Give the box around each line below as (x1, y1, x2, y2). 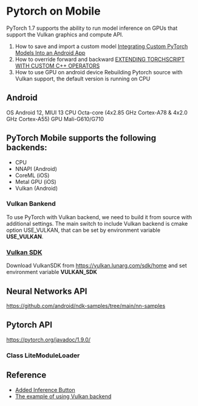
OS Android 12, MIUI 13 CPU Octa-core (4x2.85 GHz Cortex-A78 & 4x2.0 (6, 108, 188, 116)
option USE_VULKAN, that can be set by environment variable (6, 226, 161, 234)
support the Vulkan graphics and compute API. (6, 30, 123, 38)
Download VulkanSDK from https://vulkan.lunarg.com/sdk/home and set (6, 262, 187, 269)
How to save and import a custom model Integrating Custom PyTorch (15, 43, 188, 50)
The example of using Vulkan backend (15, 393, 112, 400)
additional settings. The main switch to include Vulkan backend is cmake (6, 220, 188, 227)
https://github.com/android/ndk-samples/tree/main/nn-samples (6, 302, 166, 309)
